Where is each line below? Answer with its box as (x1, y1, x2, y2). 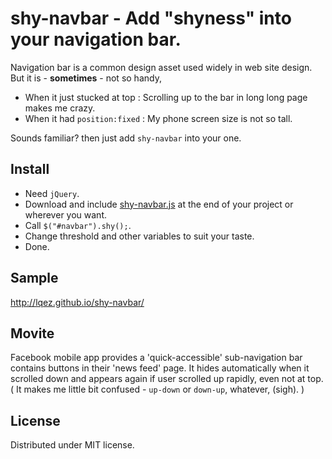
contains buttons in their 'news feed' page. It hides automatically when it (10, 362, 310, 374)
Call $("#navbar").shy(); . (24, 219, 132, 231)
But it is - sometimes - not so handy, (10, 72, 162, 84)
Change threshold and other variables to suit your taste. (24, 230, 255, 242)
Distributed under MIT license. (10, 439, 135, 451)
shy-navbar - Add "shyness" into (10, 7, 292, 30)
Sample (10, 270, 59, 287)
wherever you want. (24, 208, 107, 221)
